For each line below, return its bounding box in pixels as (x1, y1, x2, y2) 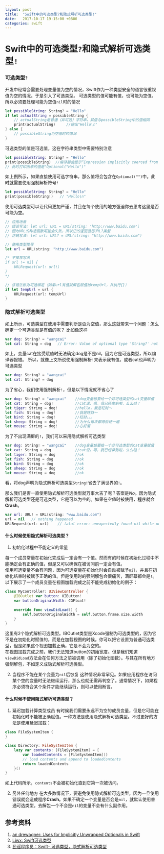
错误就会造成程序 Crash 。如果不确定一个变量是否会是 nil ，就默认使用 (12, 797, 151, 803)
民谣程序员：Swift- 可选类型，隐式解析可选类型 (12, 844, 107, 850)
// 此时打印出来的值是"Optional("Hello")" (5, 164, 86, 169)
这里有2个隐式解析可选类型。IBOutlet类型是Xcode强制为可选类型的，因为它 (5, 631, 157, 636)
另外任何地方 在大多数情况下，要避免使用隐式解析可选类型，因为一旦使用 (12, 790, 159, 796)
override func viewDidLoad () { (14, 607, 78, 612)
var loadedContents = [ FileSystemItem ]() (22, 752, 108, 757)
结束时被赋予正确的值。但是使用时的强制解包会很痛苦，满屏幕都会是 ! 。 (13, 573, 157, 579)
